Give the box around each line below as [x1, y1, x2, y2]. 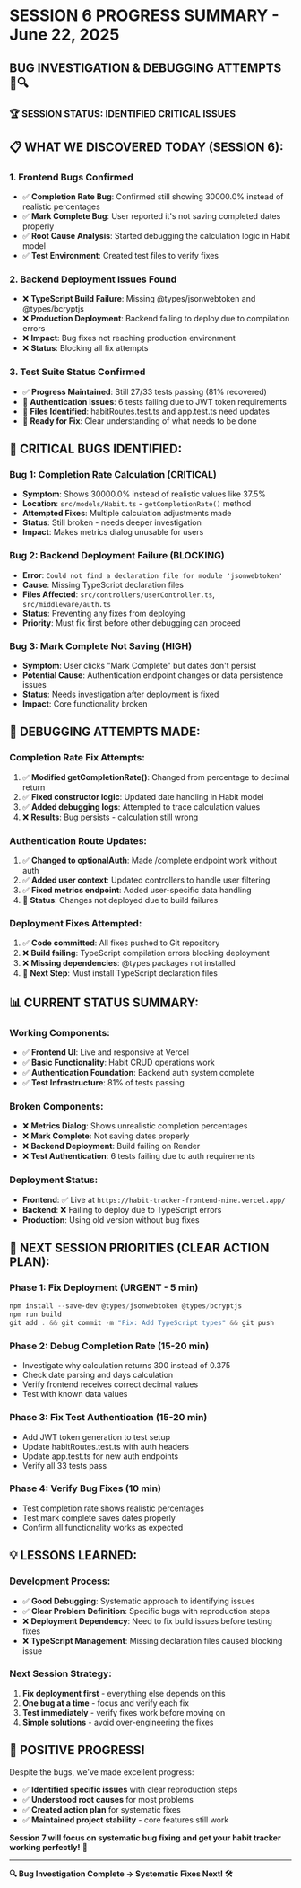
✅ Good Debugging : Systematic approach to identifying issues [21, 1595, 255, 1606]
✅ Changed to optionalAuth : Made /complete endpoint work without [21, 855, 278, 866]
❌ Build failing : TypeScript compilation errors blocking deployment [21, 948, 271, 959]
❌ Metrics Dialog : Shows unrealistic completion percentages [21, 1120, 248, 1131]
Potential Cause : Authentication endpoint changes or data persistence [21, 670, 284, 681]
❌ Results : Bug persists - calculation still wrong [21, 812, 199, 822]
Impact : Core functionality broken [21, 698, 148, 709]
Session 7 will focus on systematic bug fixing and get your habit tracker [9, 1832, 281, 1843]
